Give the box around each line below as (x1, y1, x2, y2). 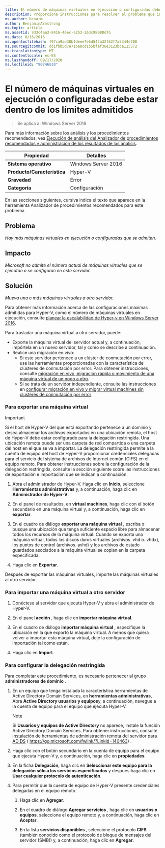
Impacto (5, 249, 31, 257)
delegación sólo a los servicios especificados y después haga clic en (12, 768, 156, 774)
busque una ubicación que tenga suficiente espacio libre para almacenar (12, 526, 160, 532)
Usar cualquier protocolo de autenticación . (12, 773, 102, 779)
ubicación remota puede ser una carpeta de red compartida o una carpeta (5, 440, 156, 446)
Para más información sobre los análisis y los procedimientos (5, 130, 129, 136)
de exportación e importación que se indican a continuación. (5, 471, 128, 477)
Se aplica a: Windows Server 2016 (17, 121, 87, 126)
